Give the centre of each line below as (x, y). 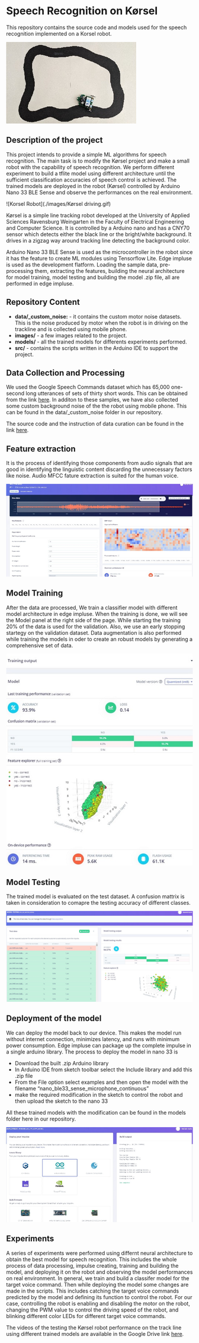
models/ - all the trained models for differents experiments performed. (101, 342)
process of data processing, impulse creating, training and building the (92, 1265)
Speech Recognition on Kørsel (82, 11)
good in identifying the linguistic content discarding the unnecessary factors (99, 469)
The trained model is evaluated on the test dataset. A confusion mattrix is (95, 896)
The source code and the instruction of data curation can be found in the (95, 424)
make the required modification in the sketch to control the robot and (99, 1094)
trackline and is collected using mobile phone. (71, 329)
